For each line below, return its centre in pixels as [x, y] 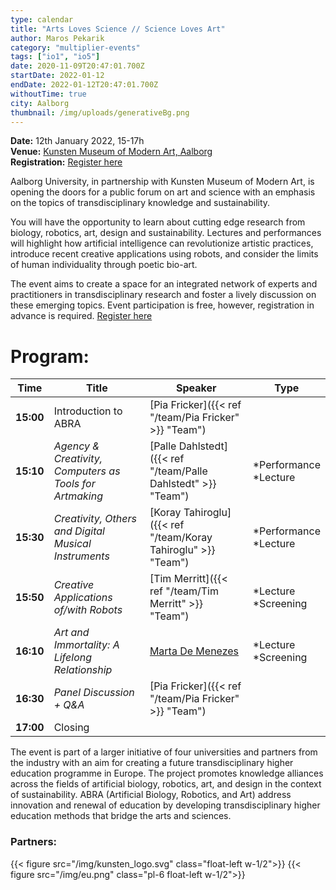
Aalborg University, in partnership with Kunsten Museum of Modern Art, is [162, 182]
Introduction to [88, 411]
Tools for [74, 484]
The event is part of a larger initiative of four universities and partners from [164, 752]
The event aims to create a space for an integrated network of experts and [164, 284]
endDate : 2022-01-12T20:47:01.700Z [84, 85]
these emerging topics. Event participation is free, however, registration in [162, 305]
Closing [71, 728]
